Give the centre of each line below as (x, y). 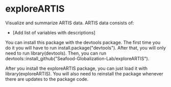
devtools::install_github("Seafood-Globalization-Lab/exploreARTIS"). (77, 58)
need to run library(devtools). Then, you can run (56, 53)
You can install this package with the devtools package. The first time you (83, 42)
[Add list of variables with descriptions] (54, 32)
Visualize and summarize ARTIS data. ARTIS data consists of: (70, 23)
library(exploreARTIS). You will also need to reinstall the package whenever (84, 73)
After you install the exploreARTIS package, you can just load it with (77, 68)
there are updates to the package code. (47, 79)
